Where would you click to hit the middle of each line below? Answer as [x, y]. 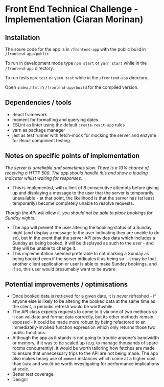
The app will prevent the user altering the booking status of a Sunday [82, 227]
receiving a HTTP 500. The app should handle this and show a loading [77, 173]
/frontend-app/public [27, 54]
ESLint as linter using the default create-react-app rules [69, 125]
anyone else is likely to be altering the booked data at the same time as [84, 301]
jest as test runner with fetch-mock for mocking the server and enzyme [84, 135]
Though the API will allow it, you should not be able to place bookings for [79, 213]
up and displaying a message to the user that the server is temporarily [83, 193]
